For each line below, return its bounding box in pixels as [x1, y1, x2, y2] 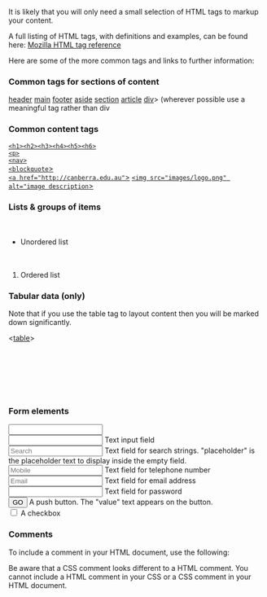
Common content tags [8, 124, 99, 135]
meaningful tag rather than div [8, 103, 110, 113]
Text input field [104, 435, 155, 445]
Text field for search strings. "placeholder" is [104, 446, 255, 455]
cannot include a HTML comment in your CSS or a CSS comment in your [8, 572, 252, 582]
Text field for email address [104, 476, 197, 485]
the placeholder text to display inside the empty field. [8, 456, 187, 466]
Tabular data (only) [8, 290, 85, 301]
